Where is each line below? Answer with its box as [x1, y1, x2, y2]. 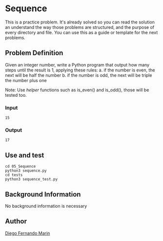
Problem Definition [5, 49, 63, 57]
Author [5, 217, 27, 225]
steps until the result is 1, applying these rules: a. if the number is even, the [5, 67, 155, 73]
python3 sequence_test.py [5, 177, 58, 182]
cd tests [5, 173, 23, 177]
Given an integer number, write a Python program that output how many [5, 62, 150, 67]
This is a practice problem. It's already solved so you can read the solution [5, 19, 155, 25]
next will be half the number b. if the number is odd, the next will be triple [5, 72, 152, 78]
